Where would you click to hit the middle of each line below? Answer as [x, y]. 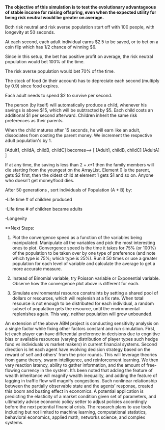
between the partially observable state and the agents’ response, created [79, 386]
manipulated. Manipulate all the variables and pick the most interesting [84, 243]
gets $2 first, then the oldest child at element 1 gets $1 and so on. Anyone [79, 175]
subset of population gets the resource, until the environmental [76, 309]
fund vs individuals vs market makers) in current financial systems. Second [81, 344]
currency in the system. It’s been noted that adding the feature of [87, 370]
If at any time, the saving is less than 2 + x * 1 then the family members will [80, 165]
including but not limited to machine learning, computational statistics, [76, 412]
